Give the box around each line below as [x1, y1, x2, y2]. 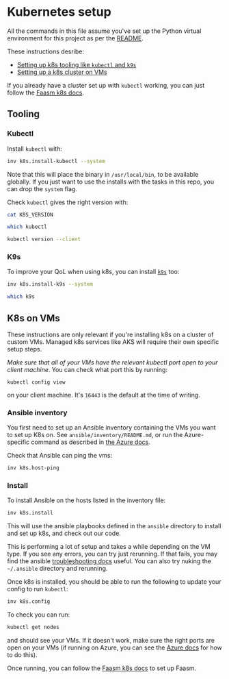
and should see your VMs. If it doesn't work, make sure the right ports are [7, 637, 215, 645]
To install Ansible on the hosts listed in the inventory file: [7, 496, 166, 504]
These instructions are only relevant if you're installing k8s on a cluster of [7, 330, 214, 338]
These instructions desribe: [7, 47, 84, 55]
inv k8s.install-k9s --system [7, 281, 94, 288]
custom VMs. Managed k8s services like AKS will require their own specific [7, 337, 219, 346]
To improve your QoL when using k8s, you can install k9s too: [7, 268, 180, 276]
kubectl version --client [7, 236, 81, 243]
